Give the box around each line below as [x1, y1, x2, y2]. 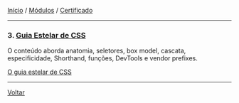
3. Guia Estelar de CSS [7, 30, 86, 40]
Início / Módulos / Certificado [7, 6, 93, 14]
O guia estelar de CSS [7, 67, 73, 77]
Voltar [7, 88, 25, 97]
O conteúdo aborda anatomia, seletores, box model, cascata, [7, 46, 186, 55]
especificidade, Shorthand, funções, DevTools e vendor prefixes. [7, 54, 198, 63]
